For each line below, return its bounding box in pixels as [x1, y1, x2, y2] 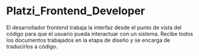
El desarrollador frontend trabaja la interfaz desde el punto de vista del [6, 24, 182, 31]
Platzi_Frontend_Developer [6, 4, 145, 18]
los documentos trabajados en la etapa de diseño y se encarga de [6, 36, 171, 43]
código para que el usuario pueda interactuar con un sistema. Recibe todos [6, 30, 194, 37]
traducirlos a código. [6, 43, 58, 50]
